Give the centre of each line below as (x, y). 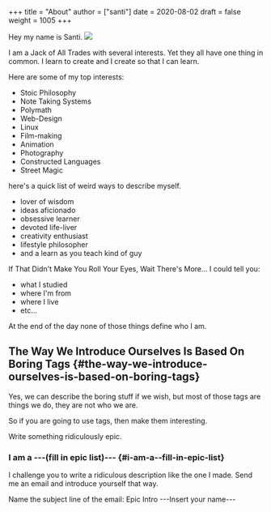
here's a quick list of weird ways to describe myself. (95, 186)
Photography (42, 153)
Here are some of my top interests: (66, 77)
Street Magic (41, 170)
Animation (37, 144)
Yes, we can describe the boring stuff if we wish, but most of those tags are (135, 396)
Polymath (36, 110)
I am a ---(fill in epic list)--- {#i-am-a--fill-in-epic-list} (116, 457)
